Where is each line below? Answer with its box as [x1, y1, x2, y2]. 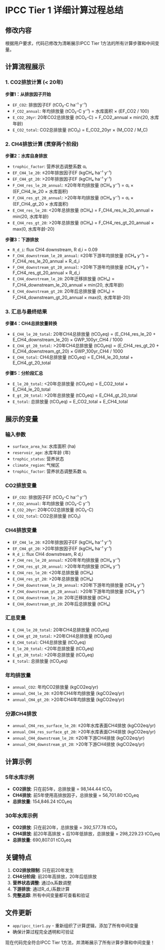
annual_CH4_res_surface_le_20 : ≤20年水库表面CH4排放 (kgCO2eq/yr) [12, 722, 156, 728]
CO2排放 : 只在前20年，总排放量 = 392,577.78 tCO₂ [12, 824, 117, 830]
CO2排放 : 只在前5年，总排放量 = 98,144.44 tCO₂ [12, 786, 112, 792]
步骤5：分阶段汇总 [5, 370, 43, 376]
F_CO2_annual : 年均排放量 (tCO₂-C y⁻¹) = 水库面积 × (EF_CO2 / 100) [12, 108, 149, 114]
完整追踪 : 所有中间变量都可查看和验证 [12, 892, 90, 898]
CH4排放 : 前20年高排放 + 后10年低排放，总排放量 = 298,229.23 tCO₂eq [12, 831, 160, 837]
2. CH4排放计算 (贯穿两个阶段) [5, 141, 79, 148]
